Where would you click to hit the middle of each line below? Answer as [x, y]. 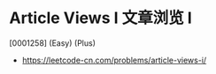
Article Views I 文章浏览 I [100, 18]
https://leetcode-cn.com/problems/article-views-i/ [114, 60]
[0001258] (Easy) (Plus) [52, 43]
